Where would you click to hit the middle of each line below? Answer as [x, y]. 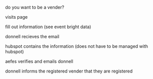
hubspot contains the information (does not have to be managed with [77, 46]
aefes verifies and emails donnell [39, 61]
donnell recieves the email [32, 36]
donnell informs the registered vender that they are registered [69, 71]
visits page [17, 17]
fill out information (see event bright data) [48, 27]
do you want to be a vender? [35, 7]
